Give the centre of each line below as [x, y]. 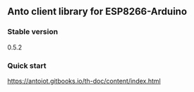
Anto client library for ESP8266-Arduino [97, 12]
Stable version [33, 32]
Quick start [27, 65]
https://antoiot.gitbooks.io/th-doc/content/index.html [84, 81]
